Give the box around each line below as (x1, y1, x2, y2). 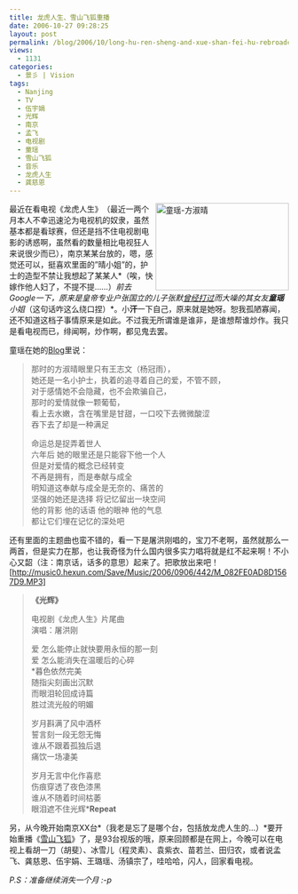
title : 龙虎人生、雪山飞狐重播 (9, 12, 110, 22)
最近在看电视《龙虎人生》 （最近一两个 (9, 204, 149, 214)
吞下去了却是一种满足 (30, 419, 109, 430)
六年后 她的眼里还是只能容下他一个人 (30, 450, 166, 460)
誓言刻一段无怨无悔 (30, 730, 102, 740)
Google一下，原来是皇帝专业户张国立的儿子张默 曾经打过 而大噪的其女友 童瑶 (9, 292, 285, 303)
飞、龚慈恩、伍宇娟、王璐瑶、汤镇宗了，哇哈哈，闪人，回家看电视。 (9, 856, 258, 866)
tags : (9, 79, 29, 88)
